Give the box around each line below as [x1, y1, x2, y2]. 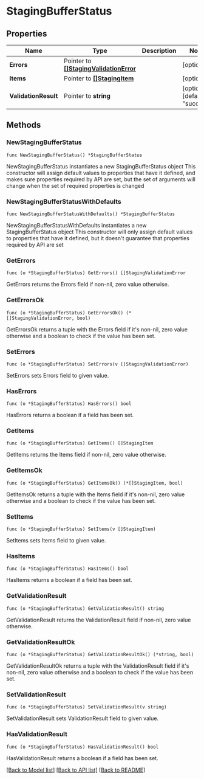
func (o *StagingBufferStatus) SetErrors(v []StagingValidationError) [6, 361, 189, 367]
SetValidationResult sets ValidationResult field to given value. [6, 715, 159, 722]
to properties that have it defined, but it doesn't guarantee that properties [6, 234, 190, 241]
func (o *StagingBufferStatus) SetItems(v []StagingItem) [6, 526, 156, 533]
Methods [6, 120, 41, 130]
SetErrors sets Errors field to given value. [6, 372, 109, 379]
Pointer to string [63, 92, 111, 100]
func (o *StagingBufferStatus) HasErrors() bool [6, 401, 132, 407]
